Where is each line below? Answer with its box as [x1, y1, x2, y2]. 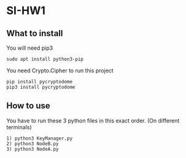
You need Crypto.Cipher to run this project [6, 67, 114, 74]
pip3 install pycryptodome [6, 84, 76, 90]
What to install [6, 28, 63, 39]
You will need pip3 [6, 44, 53, 51]
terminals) [6, 123, 32, 130]
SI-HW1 [6, 4, 46, 18]
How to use [6, 100, 50, 111]
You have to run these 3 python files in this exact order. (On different [6, 117, 180, 124]
